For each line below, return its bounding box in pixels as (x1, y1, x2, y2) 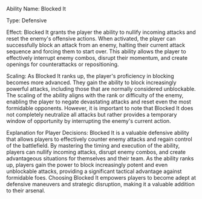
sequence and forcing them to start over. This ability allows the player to (6, 48, 186, 55)
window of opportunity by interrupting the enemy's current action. (6, 117, 171, 125)
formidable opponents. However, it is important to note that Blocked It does (6, 105, 194, 111)
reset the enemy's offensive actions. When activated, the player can (6, 35, 176, 42)
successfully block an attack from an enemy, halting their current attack (6, 42, 186, 48)
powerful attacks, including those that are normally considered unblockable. (6, 85, 196, 93)
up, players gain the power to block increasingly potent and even (6, 161, 168, 168)
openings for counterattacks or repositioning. (6, 60, 119, 68)
